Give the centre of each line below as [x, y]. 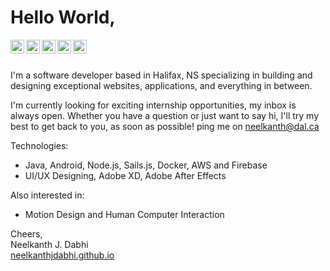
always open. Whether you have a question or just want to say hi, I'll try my [165, 115]
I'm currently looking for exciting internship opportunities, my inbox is [153, 105]
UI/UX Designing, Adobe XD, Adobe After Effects [125, 175]
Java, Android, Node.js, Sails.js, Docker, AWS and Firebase [146, 165]
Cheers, [26, 233]
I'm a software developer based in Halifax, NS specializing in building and [161, 75]
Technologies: [39, 145]
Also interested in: [47, 195]
